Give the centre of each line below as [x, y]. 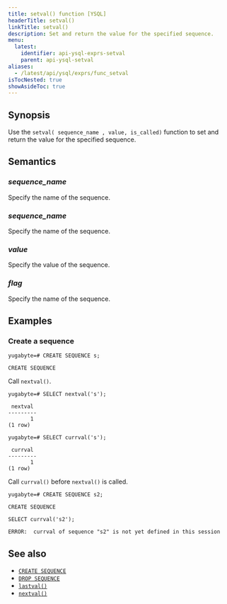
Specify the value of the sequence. [59, 265]
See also [27, 553]
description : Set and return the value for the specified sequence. [111, 34]
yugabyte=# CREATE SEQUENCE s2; [56, 495]
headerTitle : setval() [41, 21]
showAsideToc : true [37, 86]
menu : [16, 40]
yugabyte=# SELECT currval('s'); [57, 438]
